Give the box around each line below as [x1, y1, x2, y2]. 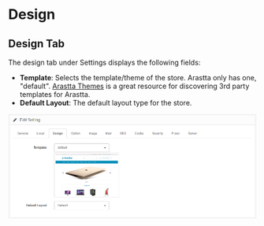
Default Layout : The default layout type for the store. [19, 98, 192, 107]
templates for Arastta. [19, 90, 91, 99]
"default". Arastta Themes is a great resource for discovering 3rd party [19, 81, 250, 91]
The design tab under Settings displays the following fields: [8, 57, 201, 67]
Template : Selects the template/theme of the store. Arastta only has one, [19, 73, 257, 82]
